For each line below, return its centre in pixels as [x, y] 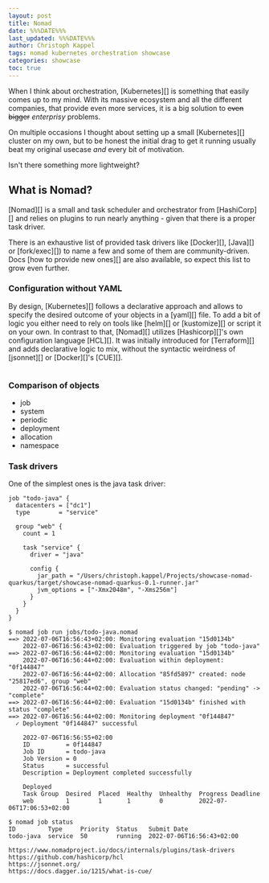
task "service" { [52, 548]
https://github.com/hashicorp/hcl [66, 857]
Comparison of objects [54, 385]
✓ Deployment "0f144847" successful [77, 724]
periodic [34, 420]
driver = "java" [57, 555]
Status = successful [66, 766]
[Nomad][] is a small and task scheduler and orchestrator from [112, 209]
